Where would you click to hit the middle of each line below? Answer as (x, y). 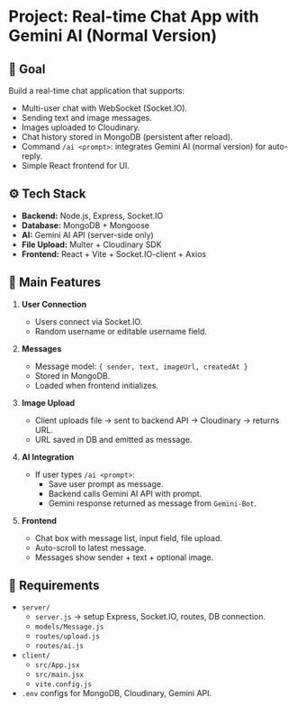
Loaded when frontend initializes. (97, 385)
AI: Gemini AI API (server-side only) (87, 234)
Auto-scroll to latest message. (90, 547)
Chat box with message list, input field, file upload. (128, 537)
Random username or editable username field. (121, 331)
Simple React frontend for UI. (75, 165)
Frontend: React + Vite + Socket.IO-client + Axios (114, 253)
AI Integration (48, 456)
